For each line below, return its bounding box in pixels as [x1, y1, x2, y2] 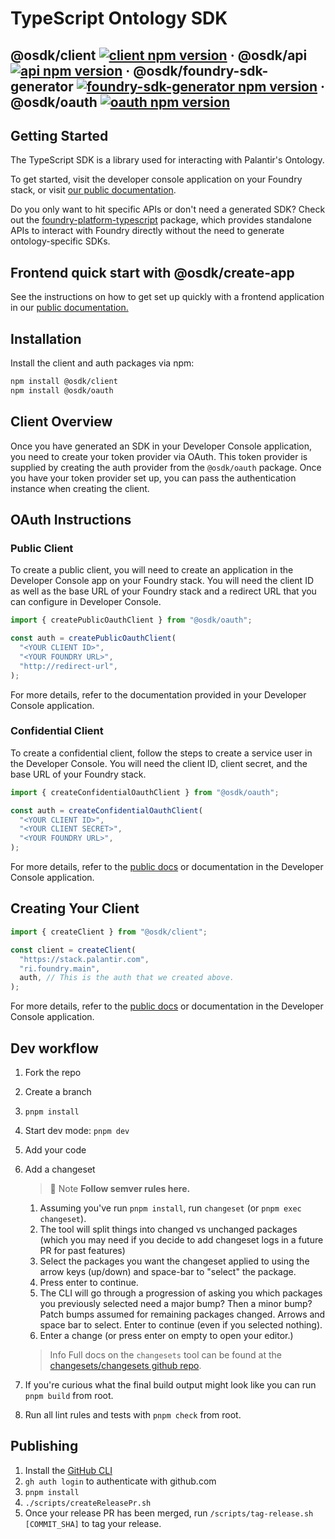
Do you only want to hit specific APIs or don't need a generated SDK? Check [10, 203, 326, 216]
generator [10, 78, 74, 95]
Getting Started [10, 127, 109, 144]
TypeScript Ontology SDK [10, 7, 228, 30]
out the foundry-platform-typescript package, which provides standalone [10, 214, 312, 226]
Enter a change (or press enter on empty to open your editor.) [39, 1329, 294, 1341]
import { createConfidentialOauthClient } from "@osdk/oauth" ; [10, 787, 280, 797]
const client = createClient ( [10, 945, 137, 955]
